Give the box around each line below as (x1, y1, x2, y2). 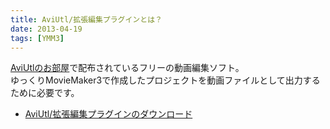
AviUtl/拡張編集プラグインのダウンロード (24, 108, 193, 120)
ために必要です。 (10, 87, 80, 99)
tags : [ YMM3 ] (10, 33, 65, 43)
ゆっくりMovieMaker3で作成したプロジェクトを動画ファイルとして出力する (10, 74, 321, 86)
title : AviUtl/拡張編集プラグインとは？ (10, 14, 163, 25)
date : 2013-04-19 (10, 24, 83, 34)
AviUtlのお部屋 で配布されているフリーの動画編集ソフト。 (10, 62, 245, 74)
